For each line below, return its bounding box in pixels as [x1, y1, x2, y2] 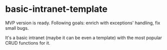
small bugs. [5, 25, 29, 31]
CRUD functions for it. [5, 40, 50, 46]
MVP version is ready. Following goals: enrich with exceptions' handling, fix [5, 20, 160, 26]
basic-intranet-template [5, 3, 107, 15]
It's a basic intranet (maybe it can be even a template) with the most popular [5, 35, 162, 41]
